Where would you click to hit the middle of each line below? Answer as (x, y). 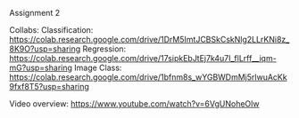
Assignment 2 (35, 13)
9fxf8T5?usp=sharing (49, 87)
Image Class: (98, 67)
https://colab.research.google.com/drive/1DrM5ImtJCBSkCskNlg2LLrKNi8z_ (149, 39)
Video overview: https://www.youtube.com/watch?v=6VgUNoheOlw (134, 104)
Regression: (104, 49)
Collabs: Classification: (51, 30)
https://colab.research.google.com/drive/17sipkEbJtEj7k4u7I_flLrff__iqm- (143, 58)
